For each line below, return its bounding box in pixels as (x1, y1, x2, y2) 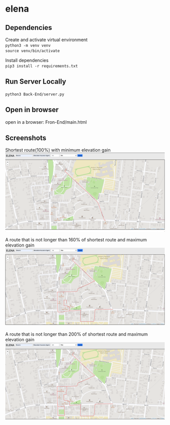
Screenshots (5, 134, 47, 143)
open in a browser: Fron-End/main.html (5, 119, 87, 125)
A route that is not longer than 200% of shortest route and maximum (5, 331, 148, 337)
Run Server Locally (5, 77, 67, 86)
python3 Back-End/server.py (5, 92, 65, 97)
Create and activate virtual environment (5, 37, 88, 43)
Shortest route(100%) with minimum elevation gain (5, 147, 111, 153)
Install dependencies (5, 57, 49, 63)
